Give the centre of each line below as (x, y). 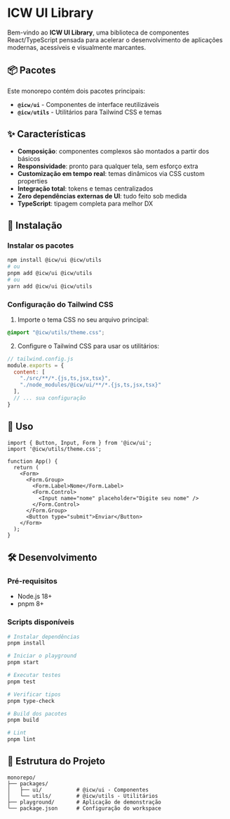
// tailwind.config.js (40, 359)
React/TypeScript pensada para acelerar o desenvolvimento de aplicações (115, 39)
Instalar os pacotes (41, 246)
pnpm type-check (31, 701)
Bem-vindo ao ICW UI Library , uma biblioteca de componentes (98, 32)
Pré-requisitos (32, 580)
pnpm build (23, 720)
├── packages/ (28, 783)
